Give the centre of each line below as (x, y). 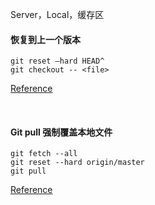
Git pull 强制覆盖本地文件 (61, 132)
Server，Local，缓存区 (57, 14)
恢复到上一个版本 (45, 39)
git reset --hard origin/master (77, 163)
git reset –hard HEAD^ (57, 61)
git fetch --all (44, 154)
